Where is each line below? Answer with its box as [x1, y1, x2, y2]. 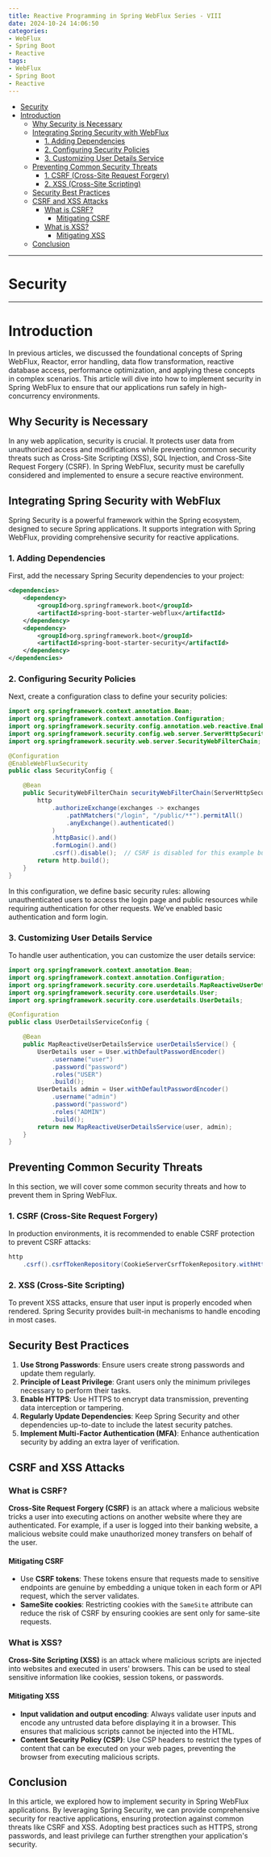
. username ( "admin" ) [51, 1093, 117, 1101]
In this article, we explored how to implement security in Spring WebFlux [8, 1796, 249, 1806]
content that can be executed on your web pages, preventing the [19, 1743, 236, 1753]
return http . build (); [37, 857, 110, 865]
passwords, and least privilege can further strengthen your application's [8, 1831, 248, 1841]
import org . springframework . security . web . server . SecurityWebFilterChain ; [8, 737, 262, 746]
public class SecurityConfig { [8, 767, 114, 775]
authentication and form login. [8, 912, 109, 922]
